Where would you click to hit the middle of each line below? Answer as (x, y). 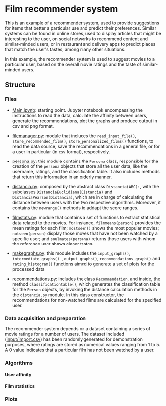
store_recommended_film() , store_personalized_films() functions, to (83, 141)
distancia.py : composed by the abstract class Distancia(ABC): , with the (85, 186)
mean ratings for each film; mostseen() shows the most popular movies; (85, 228)
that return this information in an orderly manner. (62, 177)
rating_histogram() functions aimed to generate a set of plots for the (83, 264)
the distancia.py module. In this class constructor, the (68, 295)
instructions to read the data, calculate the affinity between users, (80, 115)
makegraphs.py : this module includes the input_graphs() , (71, 253)
